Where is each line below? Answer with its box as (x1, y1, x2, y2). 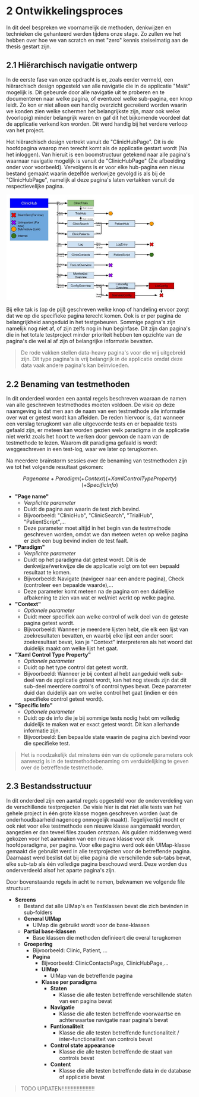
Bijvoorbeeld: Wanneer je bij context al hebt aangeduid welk (23, 670, 171, 678)
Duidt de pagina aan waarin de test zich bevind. (23, 505, 141, 513)
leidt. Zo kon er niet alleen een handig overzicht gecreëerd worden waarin (6, 101, 187, 108)
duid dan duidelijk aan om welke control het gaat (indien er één (23, 689, 178, 697)
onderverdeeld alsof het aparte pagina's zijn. (6, 866, 116, 874)
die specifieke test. (23, 740, 70, 747)
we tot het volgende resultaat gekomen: (6, 464, 104, 471)
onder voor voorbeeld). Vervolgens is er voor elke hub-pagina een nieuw (6, 163, 185, 170)
